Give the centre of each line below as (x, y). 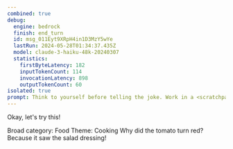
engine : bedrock (37, 26)
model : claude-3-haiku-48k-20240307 (66, 53)
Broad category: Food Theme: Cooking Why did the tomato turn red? (105, 130)
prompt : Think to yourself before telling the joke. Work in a (101, 98)
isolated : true (29, 91)
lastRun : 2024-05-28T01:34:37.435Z (65, 46)
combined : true (29, 14)
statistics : (31, 59)
